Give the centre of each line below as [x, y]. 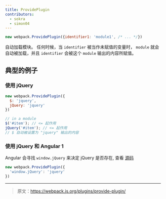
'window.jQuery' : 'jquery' [37, 172]
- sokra [18, 19]
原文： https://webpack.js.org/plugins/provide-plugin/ [71, 191]
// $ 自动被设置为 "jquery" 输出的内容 [42, 132]
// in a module [21, 119]
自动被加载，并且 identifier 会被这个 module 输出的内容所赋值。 [71, 53]
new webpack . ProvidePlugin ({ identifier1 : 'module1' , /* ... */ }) [74, 37]
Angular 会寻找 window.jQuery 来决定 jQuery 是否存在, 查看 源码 [69, 158]
